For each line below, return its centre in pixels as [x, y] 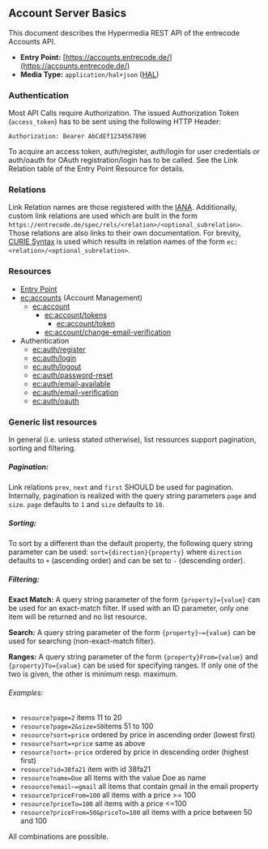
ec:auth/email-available [71, 383]
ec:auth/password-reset [72, 375]
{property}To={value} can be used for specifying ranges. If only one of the [134, 665]
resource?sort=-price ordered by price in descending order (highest [134, 752]
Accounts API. [32, 41]
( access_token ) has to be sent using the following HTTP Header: [115, 122]
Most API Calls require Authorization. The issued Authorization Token [124, 113]
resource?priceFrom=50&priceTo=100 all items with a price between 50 [136, 813]
